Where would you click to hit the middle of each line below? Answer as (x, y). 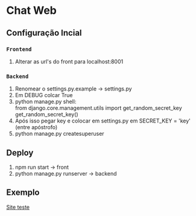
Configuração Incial (44, 33)
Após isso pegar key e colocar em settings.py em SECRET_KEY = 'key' (103, 121)
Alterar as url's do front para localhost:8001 (69, 62)
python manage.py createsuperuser (59, 134)
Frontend (19, 49)
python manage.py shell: (46, 102)
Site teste (18, 207)
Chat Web (32, 11)
